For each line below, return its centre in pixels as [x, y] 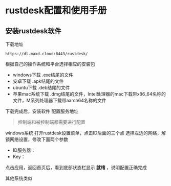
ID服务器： [24, 150]
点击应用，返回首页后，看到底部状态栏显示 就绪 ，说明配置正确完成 [76, 167]
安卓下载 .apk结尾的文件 [38, 81]
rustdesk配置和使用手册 [56, 10]
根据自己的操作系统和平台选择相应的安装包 [50, 64]
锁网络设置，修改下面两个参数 [37, 139]
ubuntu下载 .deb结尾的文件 [41, 88]
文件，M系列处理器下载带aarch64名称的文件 [59, 100]
